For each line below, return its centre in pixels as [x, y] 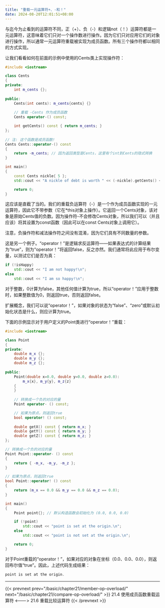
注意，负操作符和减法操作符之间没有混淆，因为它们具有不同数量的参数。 [78, 233]
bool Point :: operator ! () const [38, 481]
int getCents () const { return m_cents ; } [58, 126]
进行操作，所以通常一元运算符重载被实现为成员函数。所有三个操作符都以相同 [82, 41]
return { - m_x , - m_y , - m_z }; [45, 463]
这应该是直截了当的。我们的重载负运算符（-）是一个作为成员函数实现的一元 [82, 204]
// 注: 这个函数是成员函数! [30, 140]
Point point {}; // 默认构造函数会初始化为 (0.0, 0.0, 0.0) [71, 513]
